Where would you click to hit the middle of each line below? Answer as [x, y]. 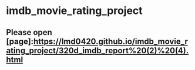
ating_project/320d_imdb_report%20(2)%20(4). [97, 50]
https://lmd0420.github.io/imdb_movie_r [110, 41]
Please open [29, 32]
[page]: [20, 41]
